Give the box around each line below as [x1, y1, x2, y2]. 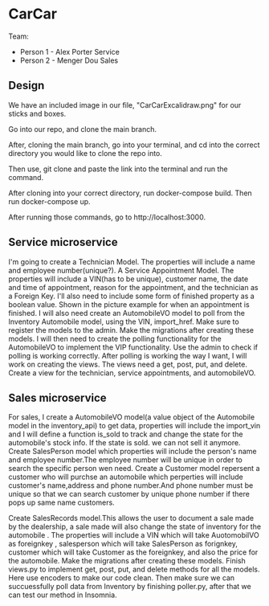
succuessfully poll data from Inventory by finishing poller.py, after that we [8, 582, 251, 592]
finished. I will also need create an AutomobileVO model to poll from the [8, 308, 245, 317]
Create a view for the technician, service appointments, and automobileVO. [8, 367, 256, 378]
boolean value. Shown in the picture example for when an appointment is [8, 299, 251, 309]
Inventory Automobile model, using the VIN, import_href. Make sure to [8, 317, 239, 326]
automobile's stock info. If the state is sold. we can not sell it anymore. [8, 438, 241, 448]
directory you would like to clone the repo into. [8, 148, 163, 158]
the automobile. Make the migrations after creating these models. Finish [8, 556, 247, 566]
